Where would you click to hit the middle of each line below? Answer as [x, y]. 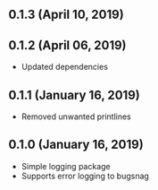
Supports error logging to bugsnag [85, 176]
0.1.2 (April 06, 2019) [67, 45]
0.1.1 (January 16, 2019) [74, 95]
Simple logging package [66, 166]
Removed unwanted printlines [76, 117]
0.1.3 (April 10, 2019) [66, 15]
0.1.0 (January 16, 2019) [76, 145]
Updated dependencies [65, 67]
